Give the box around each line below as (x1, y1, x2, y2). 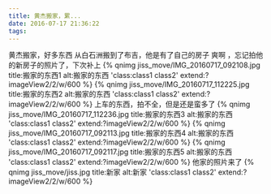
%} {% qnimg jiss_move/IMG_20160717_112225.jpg (82, 80, 250, 89)
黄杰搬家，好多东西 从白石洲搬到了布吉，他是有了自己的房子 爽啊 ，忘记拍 (8, 50, 256, 60)
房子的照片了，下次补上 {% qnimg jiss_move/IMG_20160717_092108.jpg (22, 60, 261, 70)
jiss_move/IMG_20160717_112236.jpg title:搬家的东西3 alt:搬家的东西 (8, 110, 233, 119)
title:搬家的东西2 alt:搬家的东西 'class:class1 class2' (8, 89, 180, 99)
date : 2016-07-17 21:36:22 (8, 19, 100, 28)
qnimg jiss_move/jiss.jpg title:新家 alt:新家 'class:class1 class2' (8, 167, 217, 177)
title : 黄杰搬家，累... (8, 11, 81, 20)
